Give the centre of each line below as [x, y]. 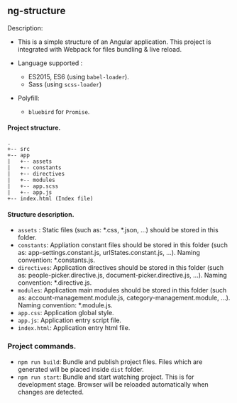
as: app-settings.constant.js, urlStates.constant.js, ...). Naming [109, 253]
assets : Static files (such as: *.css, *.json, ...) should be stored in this [118, 230]
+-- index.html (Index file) [50, 199]
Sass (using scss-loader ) [65, 84]
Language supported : [50, 63]
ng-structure [37, 11]
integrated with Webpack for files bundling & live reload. [100, 49]
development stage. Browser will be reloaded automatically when [113, 384]
